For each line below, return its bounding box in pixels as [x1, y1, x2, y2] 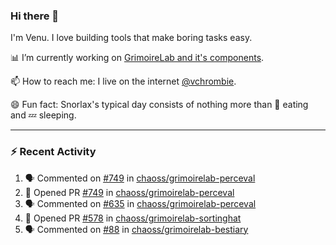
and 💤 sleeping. [10, 109, 77, 121]
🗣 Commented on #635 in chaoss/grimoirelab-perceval [24, 197, 257, 209]
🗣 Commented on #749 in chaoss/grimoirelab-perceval [24, 172, 256, 184]
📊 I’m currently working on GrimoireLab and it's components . [10, 52, 265, 64]
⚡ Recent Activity [10, 145, 97, 159]
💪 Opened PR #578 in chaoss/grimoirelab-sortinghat [24, 212, 242, 224]
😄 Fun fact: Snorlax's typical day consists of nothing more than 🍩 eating [10, 99, 309, 111]
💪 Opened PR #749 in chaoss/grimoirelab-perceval [24, 186, 235, 198]
